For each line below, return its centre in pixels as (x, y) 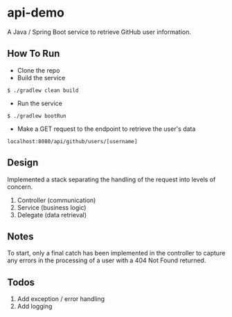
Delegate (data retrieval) (52, 215)
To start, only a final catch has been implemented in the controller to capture (116, 253)
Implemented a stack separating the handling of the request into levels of (111, 179)
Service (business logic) (52, 207)
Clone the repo (38, 70)
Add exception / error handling (61, 299)
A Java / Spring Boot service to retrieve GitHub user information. (99, 32)
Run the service (39, 103)
